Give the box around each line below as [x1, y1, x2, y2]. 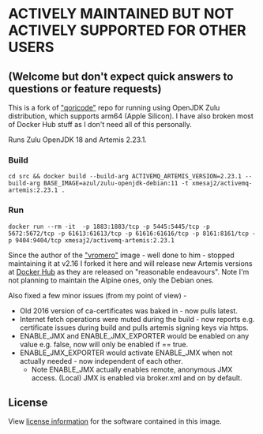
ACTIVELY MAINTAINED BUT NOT [8, 5, 235, 23]
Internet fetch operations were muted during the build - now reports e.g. [19, 314, 255, 324]
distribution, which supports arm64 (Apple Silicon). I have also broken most [8, 111, 254, 121]
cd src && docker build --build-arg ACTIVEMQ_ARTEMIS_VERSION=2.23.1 [8, 173, 242, 181]
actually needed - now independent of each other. [19, 356, 183, 365]
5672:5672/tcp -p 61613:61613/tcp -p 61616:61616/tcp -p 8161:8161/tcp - [8, 230, 257, 238]
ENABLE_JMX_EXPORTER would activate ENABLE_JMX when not [19, 348, 233, 357]
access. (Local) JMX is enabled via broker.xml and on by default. [31, 372, 242, 383]
